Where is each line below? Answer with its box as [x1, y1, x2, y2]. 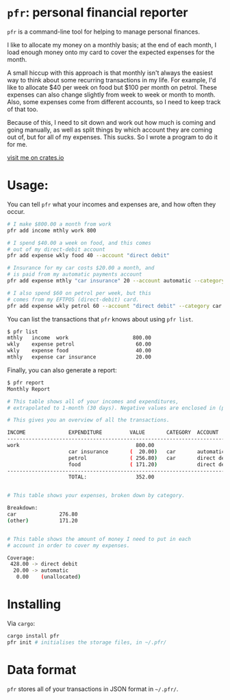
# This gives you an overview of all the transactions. [7, 417, 170, 424]
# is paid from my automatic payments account [7, 271, 142, 278]
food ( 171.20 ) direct [68, 461, 216, 468]
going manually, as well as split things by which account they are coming [7, 125, 213, 134]
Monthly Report [7, 385, 51, 392]
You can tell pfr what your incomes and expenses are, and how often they [7, 200, 216, 208]
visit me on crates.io [7, 153, 64, 162]
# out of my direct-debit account [7, 245, 106, 253]
